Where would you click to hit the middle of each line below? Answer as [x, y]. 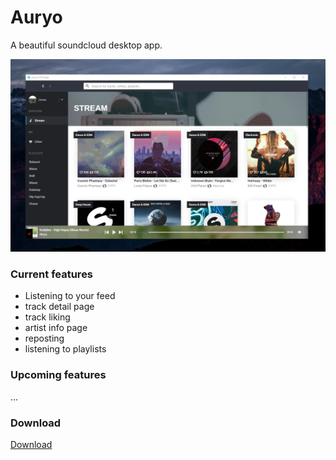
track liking [47, 317]
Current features [52, 274]
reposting [44, 338]
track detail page [59, 307]
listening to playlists [65, 349]
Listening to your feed [70, 296]
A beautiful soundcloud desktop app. [86, 45]
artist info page [56, 328]
